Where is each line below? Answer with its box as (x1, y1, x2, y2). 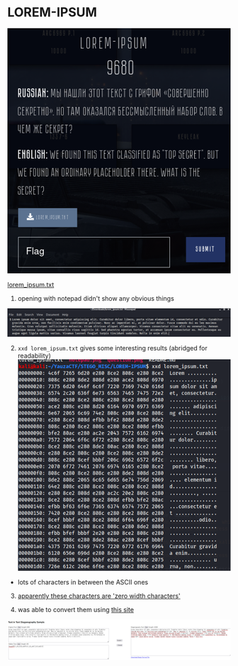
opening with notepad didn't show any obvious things (17, 294, 175, 303)
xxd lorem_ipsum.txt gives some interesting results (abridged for (17, 343, 208, 352)
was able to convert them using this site (17, 606, 135, 614)
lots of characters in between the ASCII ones (17, 578, 149, 587)
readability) (17, 351, 52, 360)
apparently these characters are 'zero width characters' (17, 592, 181, 600)
